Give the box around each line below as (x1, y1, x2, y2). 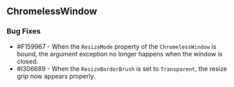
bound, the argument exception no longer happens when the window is (16, 49, 223, 58)
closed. (16, 57, 39, 65)
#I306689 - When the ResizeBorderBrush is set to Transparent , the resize (16, 64, 227, 72)
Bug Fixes (6, 26, 41, 36)
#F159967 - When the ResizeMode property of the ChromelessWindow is (16, 42, 216, 51)
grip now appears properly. (16, 72, 96, 80)
